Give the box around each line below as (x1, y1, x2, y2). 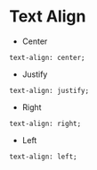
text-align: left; (9, 152, 77, 161)
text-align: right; (9, 119, 82, 128)
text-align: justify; (9, 86, 90, 95)
